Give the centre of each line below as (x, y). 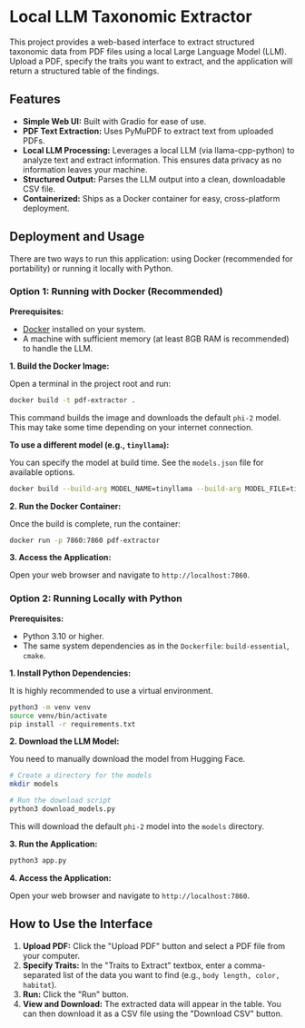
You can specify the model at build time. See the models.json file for (137, 462)
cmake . (34, 655)
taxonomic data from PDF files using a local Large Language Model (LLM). (148, 51)
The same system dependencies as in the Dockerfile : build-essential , (156, 646)
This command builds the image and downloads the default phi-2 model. (145, 417)
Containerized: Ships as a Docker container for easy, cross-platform (151, 198)
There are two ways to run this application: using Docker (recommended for (151, 258)
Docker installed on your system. (84, 329)
